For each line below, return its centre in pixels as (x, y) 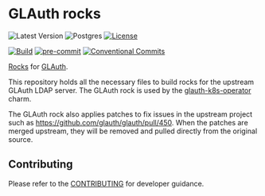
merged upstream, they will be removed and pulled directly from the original (133, 131)
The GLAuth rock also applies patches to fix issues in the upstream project (131, 114)
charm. (20, 98)
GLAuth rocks (55, 14)
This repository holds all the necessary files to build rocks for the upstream (131, 82)
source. (21, 139)
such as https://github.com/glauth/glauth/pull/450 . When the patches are (128, 122)
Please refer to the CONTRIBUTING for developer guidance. (106, 183)
